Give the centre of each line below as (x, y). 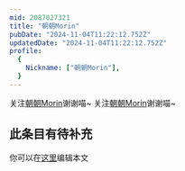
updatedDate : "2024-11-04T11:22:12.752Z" (88, 43)
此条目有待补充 (51, 135)
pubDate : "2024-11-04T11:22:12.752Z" (80, 34)
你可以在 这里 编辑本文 (49, 157)
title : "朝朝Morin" (45, 26)
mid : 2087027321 (40, 18)
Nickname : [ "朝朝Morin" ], (73, 68)
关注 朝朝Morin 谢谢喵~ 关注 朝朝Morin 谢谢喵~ (92, 103)
